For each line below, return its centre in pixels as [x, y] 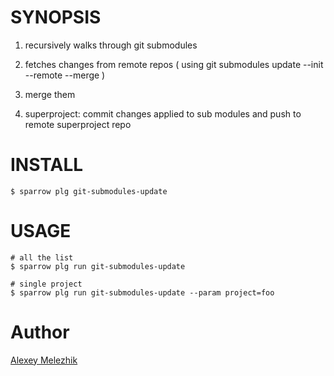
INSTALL [47, 165]
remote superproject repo [78, 124]
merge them [50, 94]
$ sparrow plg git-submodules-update [89, 191]
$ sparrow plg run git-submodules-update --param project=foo [142, 292]
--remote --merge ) [65, 75]
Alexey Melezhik [44, 360]
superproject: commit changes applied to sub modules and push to [163, 113]
